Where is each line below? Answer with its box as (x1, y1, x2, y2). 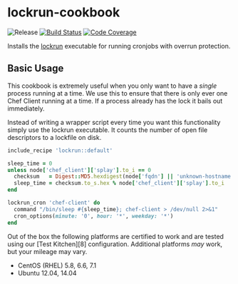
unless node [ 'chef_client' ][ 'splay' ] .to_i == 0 (7, 166, 152, 173)
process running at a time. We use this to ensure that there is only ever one (7, 88, 228, 97)
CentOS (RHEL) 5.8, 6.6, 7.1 (17, 261, 97, 270)
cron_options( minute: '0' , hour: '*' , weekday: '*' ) (14, 212, 174, 220)
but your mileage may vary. (7, 247, 88, 255)
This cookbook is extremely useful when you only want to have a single (7, 81, 217, 90)
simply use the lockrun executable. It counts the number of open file (7, 126, 208, 134)
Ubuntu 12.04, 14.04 (17, 268, 77, 277)
